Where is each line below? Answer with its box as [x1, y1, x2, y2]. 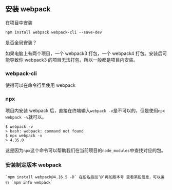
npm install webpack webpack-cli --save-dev [5, 30, 102, 35]
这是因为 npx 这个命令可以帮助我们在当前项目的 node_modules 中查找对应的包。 [5, 147, 166, 154]
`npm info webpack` [11, 180, 53, 185]
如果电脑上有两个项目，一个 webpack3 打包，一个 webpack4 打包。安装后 [5, 50, 163, 56]
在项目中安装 [5, 20, 32, 26]
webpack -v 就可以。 [5, 114, 47, 120]
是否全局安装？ [5, 39, 37, 45]
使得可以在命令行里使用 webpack [5, 82, 76, 88]
